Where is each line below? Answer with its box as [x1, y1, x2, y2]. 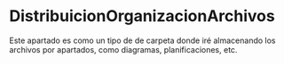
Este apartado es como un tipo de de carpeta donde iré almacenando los [9, 35, 276, 46]
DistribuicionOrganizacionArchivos [9, 6, 275, 26]
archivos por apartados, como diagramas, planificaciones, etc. [9, 44, 238, 54]
